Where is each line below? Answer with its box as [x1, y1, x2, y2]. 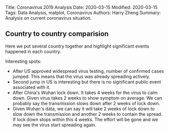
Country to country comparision [5, 30, 109, 38]
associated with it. [12, 84, 50, 90]
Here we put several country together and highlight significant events [5, 43, 149, 49]
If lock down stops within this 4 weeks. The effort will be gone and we [12, 116, 158, 122]
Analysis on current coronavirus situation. [5, 15, 92, 21]
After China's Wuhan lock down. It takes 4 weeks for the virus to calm [12, 90, 158, 96]
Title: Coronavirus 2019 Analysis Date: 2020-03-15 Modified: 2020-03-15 [5, 5, 158, 10]
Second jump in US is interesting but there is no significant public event [12, 78, 161, 85]
